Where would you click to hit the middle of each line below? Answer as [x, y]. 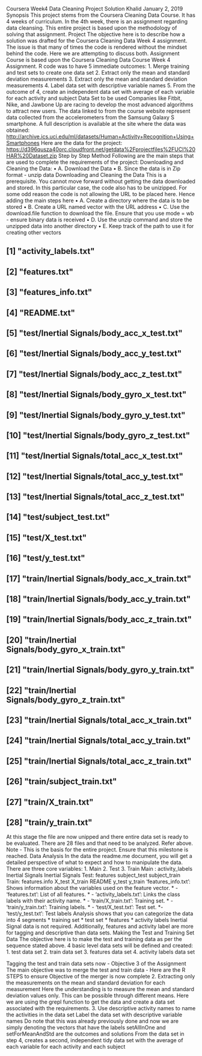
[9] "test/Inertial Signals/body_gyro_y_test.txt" [96, 415]
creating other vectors [34, 232]
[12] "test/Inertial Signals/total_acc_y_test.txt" [95, 476]
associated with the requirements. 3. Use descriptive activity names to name [101, 1008]
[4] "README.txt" [41, 313]
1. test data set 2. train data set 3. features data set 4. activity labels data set [101, 952]
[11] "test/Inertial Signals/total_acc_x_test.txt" [95, 456]
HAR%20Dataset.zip [32, 156]
